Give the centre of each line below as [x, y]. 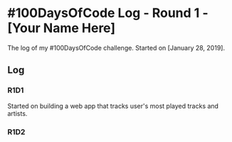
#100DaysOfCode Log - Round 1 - [108, 13]
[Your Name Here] [62, 28]
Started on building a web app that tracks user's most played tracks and [113, 106]
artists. [17, 113]
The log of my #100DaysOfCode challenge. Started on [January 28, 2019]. [116, 48]
